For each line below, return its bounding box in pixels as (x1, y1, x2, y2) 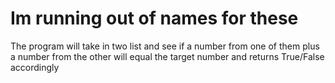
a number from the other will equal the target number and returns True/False (10, 50, 325, 62)
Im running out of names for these (10, 7, 299, 30)
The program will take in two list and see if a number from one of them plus (10, 40, 320, 52)
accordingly (10, 61, 60, 73)
